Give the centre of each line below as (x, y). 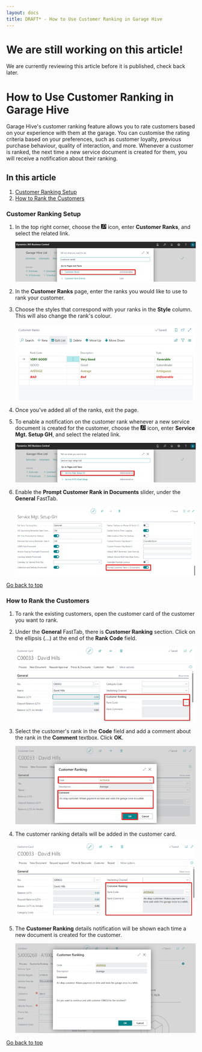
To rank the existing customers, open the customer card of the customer (105, 614)
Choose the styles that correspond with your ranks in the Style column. (103, 310)
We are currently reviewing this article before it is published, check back (96, 66)
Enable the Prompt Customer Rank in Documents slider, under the (98, 492)
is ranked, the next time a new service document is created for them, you (97, 152)
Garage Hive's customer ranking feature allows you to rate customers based (101, 127)
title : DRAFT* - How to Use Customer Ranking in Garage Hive (84, 19)
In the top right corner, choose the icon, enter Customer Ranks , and (103, 227)
